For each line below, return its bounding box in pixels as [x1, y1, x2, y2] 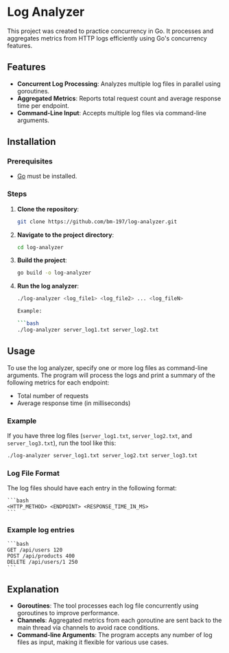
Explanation [7, 583, 60, 595]
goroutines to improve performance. [16, 609, 120, 617]
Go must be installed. [16, 172, 77, 181]
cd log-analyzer [16, 244, 64, 251]
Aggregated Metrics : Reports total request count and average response [16, 94, 221, 102]
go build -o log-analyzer [16, 269, 91, 277]
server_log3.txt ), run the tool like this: [7, 439, 117, 447]
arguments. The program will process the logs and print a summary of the [7, 371, 216, 379]
